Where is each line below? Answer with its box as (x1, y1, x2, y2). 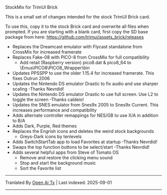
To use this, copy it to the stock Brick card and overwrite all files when (5, 23, 149, 29)
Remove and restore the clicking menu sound (19, 155, 113, 161)
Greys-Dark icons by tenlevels (19, 134, 82, 139)
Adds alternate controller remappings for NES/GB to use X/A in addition (12, 112, 159, 118)
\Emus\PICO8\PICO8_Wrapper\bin (19, 65, 90, 71)
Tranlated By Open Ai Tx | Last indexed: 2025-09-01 (5, 180, 112, 186)
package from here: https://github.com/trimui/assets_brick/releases (5, 34, 144, 40)
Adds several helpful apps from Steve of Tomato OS (12, 149, 119, 155)
